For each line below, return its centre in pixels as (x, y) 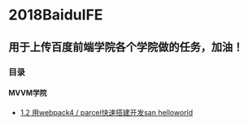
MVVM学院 (28, 93)
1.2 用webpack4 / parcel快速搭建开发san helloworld (107, 112)
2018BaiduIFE (56, 15)
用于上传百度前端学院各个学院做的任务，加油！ (126, 47)
